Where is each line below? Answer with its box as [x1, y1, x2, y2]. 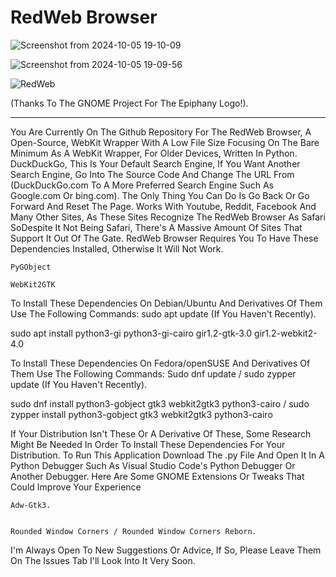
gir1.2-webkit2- [254, 327, 318, 339]
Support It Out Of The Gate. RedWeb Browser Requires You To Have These [10, 232, 319, 244]
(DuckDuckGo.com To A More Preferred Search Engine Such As [10, 179, 274, 191]
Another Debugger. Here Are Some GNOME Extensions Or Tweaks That [10, 470, 305, 482]
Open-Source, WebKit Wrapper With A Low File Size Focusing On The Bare [10, 136, 320, 148]
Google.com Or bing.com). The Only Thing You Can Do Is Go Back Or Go [10, 189, 310, 201]
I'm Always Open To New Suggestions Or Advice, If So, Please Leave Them [10, 544, 322, 556]
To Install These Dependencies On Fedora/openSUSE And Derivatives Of [10, 357, 311, 369]
